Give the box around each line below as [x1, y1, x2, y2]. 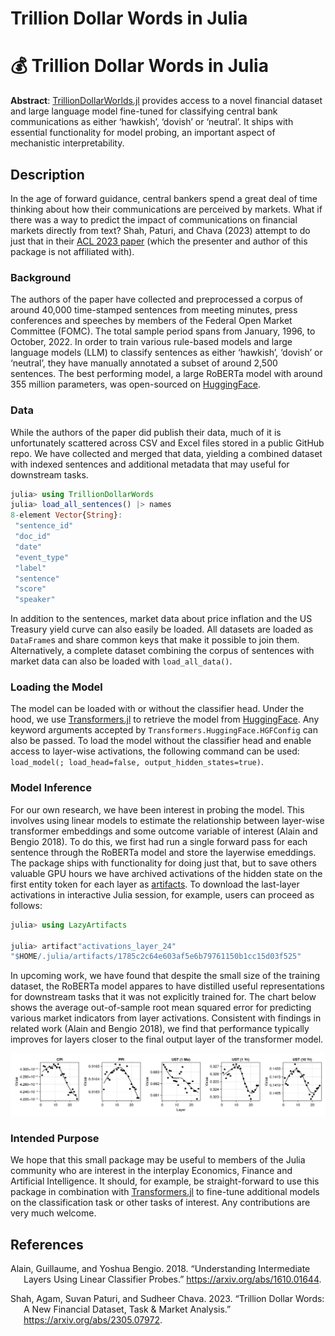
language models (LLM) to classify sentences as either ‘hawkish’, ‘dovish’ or [10, 347, 323, 359]
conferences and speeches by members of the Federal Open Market [10, 315, 293, 327]
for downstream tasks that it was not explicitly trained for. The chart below [10, 991, 317, 1003]
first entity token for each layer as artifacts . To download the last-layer [10, 878, 300, 890]
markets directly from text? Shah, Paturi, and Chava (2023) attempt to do [10, 224, 311, 236]
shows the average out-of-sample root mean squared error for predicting [10, 1002, 312, 1014]
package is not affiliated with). [10, 245, 135, 257]
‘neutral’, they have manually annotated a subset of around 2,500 [10, 357, 278, 369]
